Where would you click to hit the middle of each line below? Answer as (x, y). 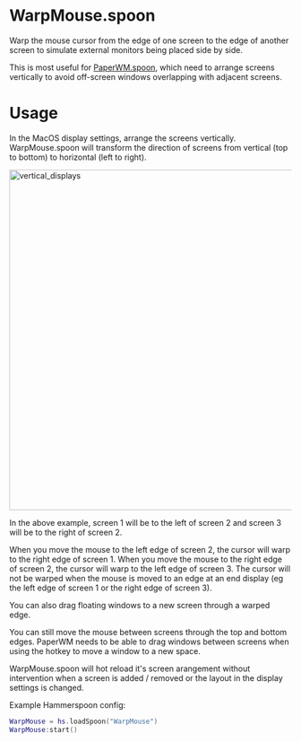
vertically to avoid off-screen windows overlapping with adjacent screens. (146, 76)
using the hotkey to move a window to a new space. (105, 650)
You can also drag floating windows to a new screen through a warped (140, 605)
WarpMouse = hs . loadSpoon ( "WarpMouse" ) (84, 721)
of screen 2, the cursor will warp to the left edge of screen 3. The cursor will (150, 568)
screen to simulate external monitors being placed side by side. (126, 49)
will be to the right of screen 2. (66, 532)
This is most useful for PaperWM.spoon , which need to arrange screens (142, 67)
